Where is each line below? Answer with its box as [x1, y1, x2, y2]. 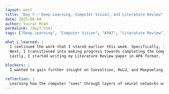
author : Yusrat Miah [5, 21, 49, 26]
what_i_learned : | [5, 39, 44, 45]
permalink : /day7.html [5, 26, 53, 31]
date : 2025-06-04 [5, 16, 42, 21]
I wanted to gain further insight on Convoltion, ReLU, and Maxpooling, [10, 67, 165, 72]
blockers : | [5, 62, 30, 67]
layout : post [5, 7, 33, 12]
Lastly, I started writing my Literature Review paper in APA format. [10, 53, 161, 58]
